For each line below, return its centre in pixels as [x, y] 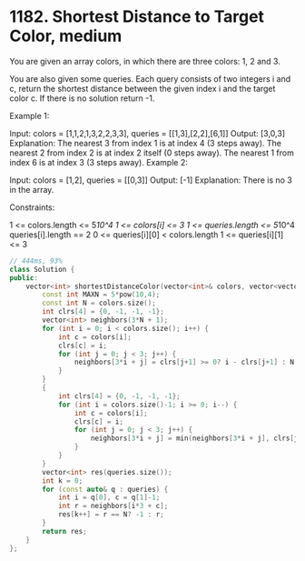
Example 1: [30, 115]
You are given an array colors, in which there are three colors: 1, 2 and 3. [145, 61]
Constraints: [32, 207]
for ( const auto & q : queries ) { [105, 489]
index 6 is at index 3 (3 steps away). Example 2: [98, 162]
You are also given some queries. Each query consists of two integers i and [150, 78]
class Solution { [42, 269]
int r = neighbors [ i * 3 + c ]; [113, 506]
